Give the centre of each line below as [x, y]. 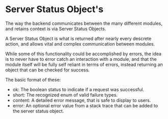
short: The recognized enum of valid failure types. [65, 95]
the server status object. [38, 111]
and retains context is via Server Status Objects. [56, 28]
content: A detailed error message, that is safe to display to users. [82, 100]
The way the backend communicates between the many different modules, [84, 23]
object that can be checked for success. [48, 70]
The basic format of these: [33, 80]
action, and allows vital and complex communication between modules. [80, 44]
